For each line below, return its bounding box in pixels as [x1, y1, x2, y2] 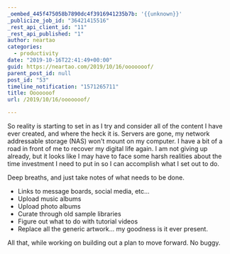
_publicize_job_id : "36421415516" [7, 17, 110, 24]
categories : [7, 43, 43, 50]
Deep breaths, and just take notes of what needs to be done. [7, 173, 185, 182]
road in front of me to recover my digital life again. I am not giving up [7, 145, 208, 153]
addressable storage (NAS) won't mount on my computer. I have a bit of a [7, 137, 223, 145]
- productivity [13, 50, 59, 57]
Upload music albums [17, 194, 82, 203]
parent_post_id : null [7, 70, 72, 77]
